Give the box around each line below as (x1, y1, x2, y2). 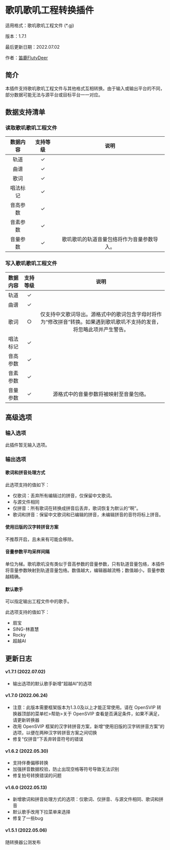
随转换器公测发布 (5, 839, 41, 845)
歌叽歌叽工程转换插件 (5, 5, 95, 16)
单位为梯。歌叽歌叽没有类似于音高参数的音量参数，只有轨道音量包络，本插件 (5, 561, 165, 567)
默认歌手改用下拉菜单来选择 (12, 809, 71, 815)
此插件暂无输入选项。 (5, 442, 50, 448)
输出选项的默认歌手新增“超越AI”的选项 (12, 680, 92, 686)
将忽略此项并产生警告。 (73, 326, 129, 333)
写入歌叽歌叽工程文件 (5, 260, 57, 267)
